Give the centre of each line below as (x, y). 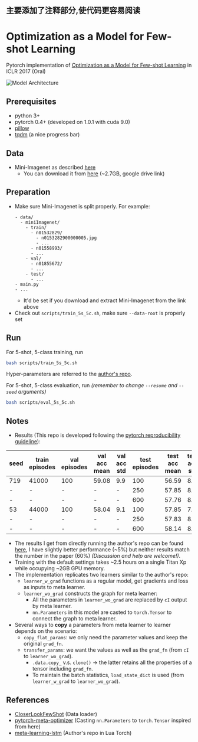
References (28, 700)
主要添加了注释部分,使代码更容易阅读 (73, 11)
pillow (22, 128)
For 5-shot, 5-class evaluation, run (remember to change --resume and (92, 385)
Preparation (28, 192)
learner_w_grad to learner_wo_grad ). (76, 681)
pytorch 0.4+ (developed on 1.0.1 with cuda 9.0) (72, 122)
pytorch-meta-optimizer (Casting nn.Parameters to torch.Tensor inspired (103, 720)
